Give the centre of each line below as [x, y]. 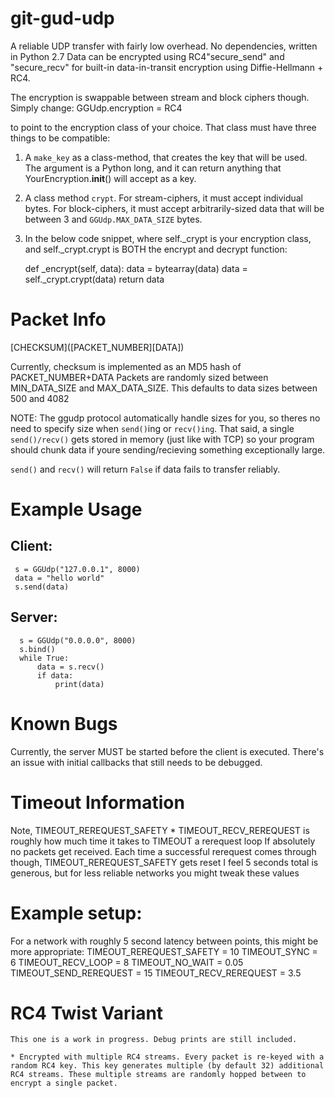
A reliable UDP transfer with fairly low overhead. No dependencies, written [164, 46]
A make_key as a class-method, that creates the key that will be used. [166, 157]
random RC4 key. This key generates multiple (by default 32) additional [167, 1066]
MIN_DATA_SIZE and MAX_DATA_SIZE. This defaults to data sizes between [164, 388]
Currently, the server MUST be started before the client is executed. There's [167, 751]
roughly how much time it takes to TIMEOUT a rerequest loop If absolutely [163, 841]
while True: [44, 658]
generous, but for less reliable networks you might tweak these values [155, 873]
